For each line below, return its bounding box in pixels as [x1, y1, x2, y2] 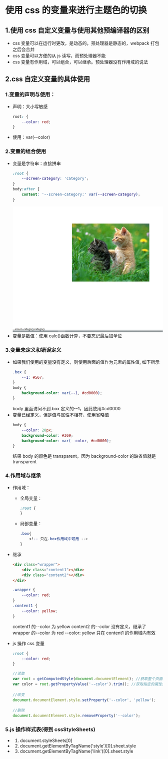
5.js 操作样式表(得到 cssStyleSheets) [5, 726, 95, 733]
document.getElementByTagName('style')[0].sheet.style [19, 743, 136, 749]
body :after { [12, 187, 40, 192]
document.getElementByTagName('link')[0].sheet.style [19, 748, 133, 755]
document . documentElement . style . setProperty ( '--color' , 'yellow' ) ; [12, 698, 156, 703]
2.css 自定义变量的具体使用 [5, 75, 90, 83]
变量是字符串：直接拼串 [12, 160, 61, 166]
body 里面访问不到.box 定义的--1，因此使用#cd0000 [12, 405, 121, 411]
